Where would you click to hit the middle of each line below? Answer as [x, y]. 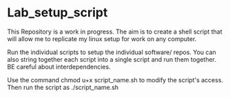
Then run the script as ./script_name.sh [63, 87]
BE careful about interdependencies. [59, 66]
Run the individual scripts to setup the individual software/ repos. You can [112, 52]
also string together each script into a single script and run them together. [112, 59]
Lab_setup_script [57, 13]
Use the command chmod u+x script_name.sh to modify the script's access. [115, 79]
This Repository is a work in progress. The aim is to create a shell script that [115, 32]
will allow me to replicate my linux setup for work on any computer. [102, 38]
